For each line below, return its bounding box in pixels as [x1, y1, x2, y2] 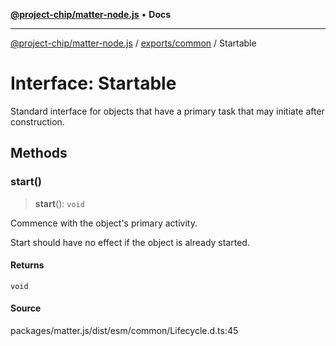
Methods [10, 145, 68, 162]
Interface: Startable [10, 72, 177, 95]
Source [10, 302, 42, 314]
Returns [10, 259, 45, 271]
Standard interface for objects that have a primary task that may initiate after [10, 105, 325, 117]
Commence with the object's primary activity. [10, 217, 198, 229]
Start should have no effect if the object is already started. [10, 236, 250, 248]
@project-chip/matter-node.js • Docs [10, 9, 172, 20]
